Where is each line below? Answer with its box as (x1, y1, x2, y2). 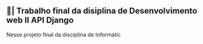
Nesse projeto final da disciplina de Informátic (6, 31, 121, 38)
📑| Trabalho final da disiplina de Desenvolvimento (6, 6, 198, 16)
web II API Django (6, 15, 74, 26)
